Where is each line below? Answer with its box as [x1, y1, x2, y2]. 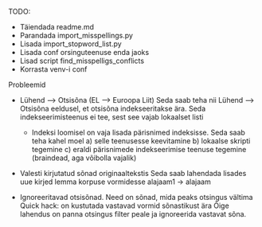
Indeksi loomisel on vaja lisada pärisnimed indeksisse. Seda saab [31, 127, 245, 137]
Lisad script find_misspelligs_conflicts [19, 56, 145, 65]
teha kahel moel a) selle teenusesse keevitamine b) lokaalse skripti [31, 136, 251, 146]
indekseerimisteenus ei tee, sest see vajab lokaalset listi [19, 112, 204, 122]
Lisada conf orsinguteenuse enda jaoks [19, 48, 150, 57]
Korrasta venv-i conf [19, 65, 88, 74]
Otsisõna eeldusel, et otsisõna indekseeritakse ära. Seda [19, 104, 206, 113]
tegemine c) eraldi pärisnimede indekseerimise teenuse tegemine [31, 145, 247, 154]
